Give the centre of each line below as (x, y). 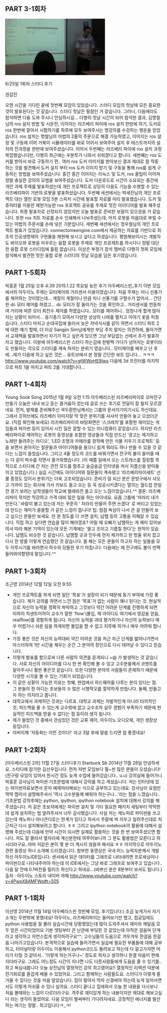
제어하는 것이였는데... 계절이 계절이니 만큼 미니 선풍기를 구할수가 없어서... (81, 298)
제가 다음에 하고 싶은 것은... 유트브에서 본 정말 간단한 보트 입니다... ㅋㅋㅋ (83, 354)
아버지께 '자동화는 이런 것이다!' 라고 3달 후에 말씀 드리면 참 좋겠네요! (79, 732)
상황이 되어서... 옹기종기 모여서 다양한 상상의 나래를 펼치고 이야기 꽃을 (82, 317)
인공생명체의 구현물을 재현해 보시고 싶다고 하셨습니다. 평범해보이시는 (81, 236)
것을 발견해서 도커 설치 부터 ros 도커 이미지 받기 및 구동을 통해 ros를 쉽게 (85, 167)
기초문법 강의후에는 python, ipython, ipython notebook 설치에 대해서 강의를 (80, 801)
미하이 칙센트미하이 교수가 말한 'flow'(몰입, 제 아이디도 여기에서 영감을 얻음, (86, 614)
